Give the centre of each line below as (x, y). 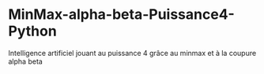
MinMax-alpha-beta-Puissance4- (121, 15)
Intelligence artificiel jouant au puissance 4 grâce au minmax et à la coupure (132, 53)
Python (32, 31)
